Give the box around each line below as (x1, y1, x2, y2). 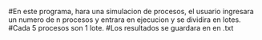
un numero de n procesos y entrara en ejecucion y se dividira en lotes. (8, 15, 242, 24)
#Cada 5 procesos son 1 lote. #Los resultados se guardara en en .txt (8, 24, 234, 32)
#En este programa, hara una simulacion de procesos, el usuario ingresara (8, 7, 254, 16)
